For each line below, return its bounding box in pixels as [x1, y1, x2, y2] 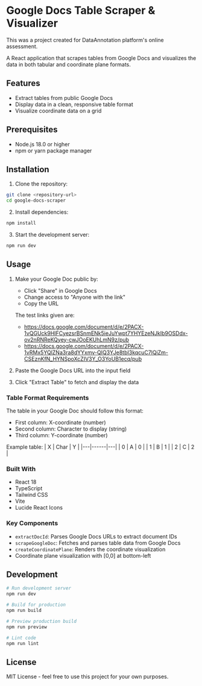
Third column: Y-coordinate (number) [14, 431, 108, 438]
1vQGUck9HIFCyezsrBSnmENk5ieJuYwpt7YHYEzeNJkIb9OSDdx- [24, 329, 188, 337]
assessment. [6, 43, 38, 50]
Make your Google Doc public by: [14, 275, 98, 282]
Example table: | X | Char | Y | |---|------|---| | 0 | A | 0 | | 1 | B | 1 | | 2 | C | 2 [6, 443, 195, 451]
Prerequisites [6, 125, 58, 135]
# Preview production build [6, 618, 77, 624]
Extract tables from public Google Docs [14, 94, 113, 101]
